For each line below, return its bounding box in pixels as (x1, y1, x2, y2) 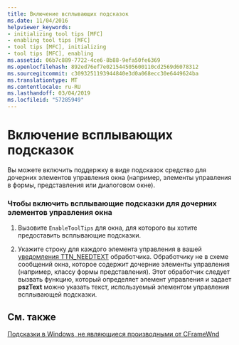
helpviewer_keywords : (7, 23, 72, 31)
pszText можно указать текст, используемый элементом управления (17, 282, 230, 292)
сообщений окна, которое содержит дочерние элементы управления (17, 260, 230, 269)
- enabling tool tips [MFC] (7, 37, 91, 44)
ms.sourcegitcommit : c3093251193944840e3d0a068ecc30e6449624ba (7, 70, 199, 77)
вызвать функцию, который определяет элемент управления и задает (17, 275, 232, 284)
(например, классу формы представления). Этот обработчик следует (17, 267, 230, 276)
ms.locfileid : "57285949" (7, 97, 84, 104)
